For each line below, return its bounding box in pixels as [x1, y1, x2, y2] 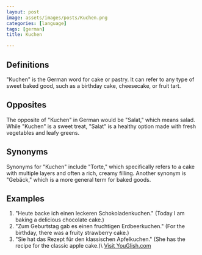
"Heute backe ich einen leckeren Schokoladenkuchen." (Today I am [15, 210, 185, 217]
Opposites [6, 100, 47, 110]
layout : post [6, 9, 40, 15]
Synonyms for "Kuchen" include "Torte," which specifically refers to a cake [6, 163, 195, 170]
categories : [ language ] [6, 20, 67, 26]
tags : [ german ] [6, 26, 45, 32]
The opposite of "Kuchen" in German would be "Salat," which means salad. [6, 116, 195, 123]
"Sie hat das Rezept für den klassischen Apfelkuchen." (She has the [15, 235, 186, 243]
